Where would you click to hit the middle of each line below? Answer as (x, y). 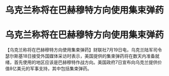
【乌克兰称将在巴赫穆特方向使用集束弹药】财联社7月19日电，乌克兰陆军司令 (84, 50)
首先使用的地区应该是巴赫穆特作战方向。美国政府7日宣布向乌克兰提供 (86, 62)
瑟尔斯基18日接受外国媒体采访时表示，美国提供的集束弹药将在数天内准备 (80, 56)
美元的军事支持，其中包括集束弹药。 (54, 68)
